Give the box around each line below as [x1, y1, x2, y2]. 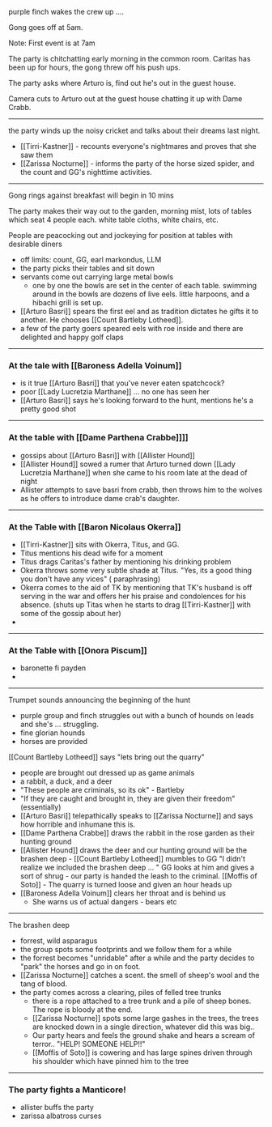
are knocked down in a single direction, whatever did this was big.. [32, 1022, 255, 1031]
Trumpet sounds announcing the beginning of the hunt [8, 695, 191, 705]
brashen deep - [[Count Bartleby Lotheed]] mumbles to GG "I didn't [19, 854, 245, 864]
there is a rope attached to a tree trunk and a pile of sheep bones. [32, 996, 252, 1006]
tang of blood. [19, 979, 67, 989]
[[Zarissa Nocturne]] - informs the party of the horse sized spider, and [19, 159, 255, 168]
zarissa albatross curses [19, 1111, 102, 1121]
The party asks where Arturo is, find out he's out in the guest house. [8, 79, 236, 87]
